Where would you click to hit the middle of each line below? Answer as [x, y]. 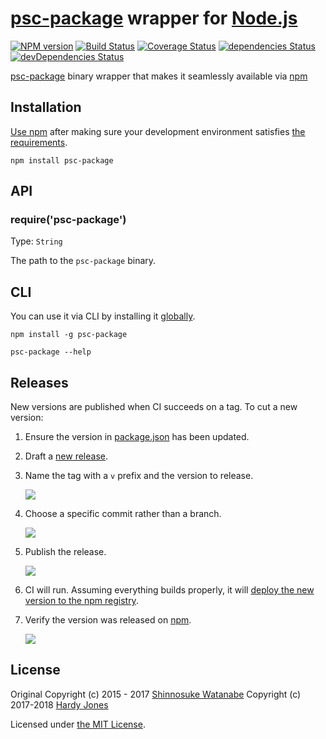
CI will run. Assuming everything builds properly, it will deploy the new [169, 590]
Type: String [36, 241]
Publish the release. [65, 552]
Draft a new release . [66, 456]
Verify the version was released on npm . [108, 620]
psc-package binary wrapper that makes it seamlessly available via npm [159, 76]
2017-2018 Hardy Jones [59, 704]
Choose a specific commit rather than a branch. [123, 514]
